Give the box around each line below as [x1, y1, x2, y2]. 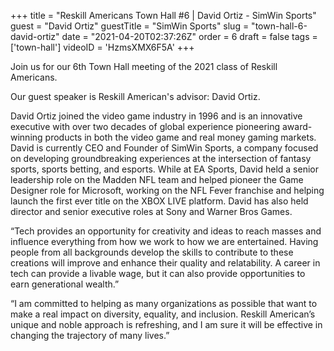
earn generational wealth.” [10, 278, 120, 290]
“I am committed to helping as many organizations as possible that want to [10, 298, 318, 309]
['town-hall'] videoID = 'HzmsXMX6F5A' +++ [10, 41, 195, 53]
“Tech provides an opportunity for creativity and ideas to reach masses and [10, 225, 322, 237]
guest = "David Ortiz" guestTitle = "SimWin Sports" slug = [10, 20, 250, 32]
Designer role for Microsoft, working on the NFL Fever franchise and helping [10, 185, 325, 196]
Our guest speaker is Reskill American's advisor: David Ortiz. [10, 91, 261, 102]
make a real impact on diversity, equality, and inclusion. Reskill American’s [10, 308, 316, 320]
